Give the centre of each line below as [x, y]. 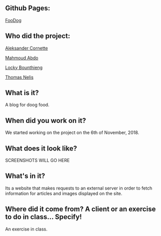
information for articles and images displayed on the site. [64, 193]
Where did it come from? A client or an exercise [80, 209]
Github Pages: [28, 8]
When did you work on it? [46, 120]
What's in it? [25, 176]
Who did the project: [38, 36]
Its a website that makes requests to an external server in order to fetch [79, 188]
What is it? [22, 93]
